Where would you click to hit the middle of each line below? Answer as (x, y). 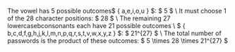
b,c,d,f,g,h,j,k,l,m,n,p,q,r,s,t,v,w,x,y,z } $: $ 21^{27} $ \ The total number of (115, 33)
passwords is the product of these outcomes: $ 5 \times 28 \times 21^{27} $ (117, 41)
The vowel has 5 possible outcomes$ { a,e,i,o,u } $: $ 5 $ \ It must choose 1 (117, 11)
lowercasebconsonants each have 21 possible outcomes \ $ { (96, 26)
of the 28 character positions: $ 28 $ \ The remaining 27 (89, 18)
